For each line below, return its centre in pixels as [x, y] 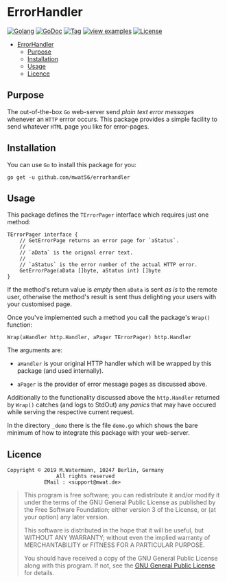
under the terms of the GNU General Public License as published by [120, 502]
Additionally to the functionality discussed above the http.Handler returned [113, 398]
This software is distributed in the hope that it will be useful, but [114, 530]
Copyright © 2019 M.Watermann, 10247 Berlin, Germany [86, 471]
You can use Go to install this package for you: [72, 164]
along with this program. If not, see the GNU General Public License [119, 565]
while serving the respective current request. [71, 412]
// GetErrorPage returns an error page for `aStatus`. [99, 241]
